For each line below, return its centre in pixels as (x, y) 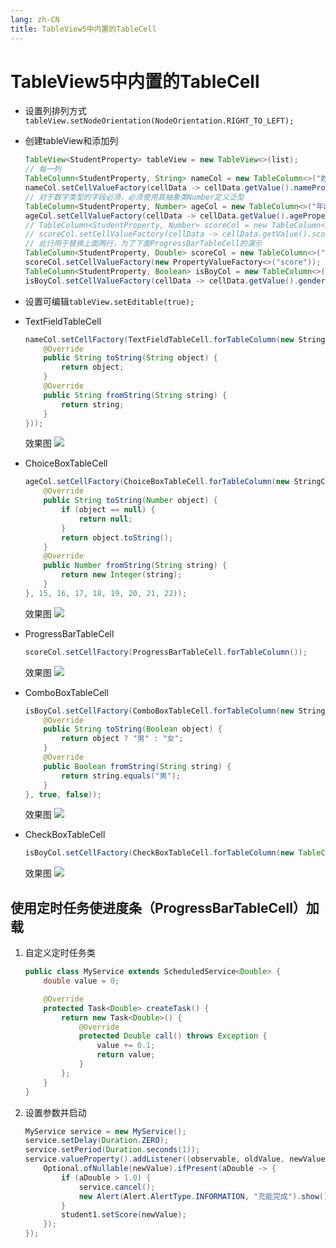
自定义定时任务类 (60, 953)
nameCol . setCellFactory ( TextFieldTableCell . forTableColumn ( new (159, 339)
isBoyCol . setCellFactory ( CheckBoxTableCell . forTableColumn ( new (159, 853)
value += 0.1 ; (126, 1046)
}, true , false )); (63, 794)
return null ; (105, 519)
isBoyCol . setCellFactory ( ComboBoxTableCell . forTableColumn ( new (159, 711)
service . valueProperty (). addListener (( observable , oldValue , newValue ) (177, 1159)
